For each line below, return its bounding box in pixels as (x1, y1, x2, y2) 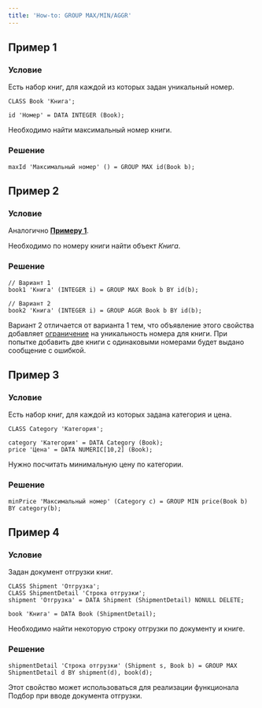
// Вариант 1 (8, 279, 51, 287)
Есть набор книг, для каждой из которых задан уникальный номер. (8, 82, 234, 92)
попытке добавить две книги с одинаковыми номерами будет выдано (8, 337, 245, 347)
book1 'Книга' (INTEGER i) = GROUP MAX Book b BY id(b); (8, 286, 199, 294)
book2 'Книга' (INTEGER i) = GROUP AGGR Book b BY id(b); (8, 306, 202, 314)
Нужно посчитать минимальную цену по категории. (8, 459, 183, 470)
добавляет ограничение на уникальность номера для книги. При (8, 328, 228, 338)
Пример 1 (8, 41, 57, 54)
